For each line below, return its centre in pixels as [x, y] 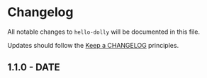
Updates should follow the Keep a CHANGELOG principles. [93, 45]
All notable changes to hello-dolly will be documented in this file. [104, 32]
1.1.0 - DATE [34, 67]
